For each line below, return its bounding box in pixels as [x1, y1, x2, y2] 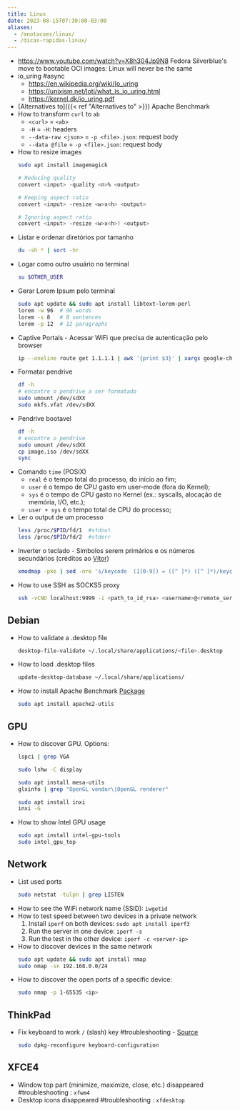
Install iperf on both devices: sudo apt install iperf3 [28, 919, 191, 927]
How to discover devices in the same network [17, 942, 153, 950]
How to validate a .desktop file [17, 633, 108, 642]
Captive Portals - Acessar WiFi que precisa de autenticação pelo [17, 333, 209, 342]
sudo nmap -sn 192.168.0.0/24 [17, 962, 109, 970]
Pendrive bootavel [17, 414, 71, 422]
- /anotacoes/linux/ [14, 30, 75, 38]
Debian [7, 614, 40, 627]
